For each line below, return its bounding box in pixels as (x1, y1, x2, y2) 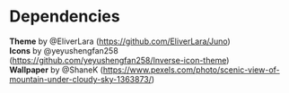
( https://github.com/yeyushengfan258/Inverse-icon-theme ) (9, 55, 230, 65)
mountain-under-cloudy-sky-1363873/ (9, 73, 153, 84)
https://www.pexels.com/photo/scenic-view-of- (102, 64, 280, 75)
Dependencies (9, 6, 120, 27)
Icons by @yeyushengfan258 (9, 45, 118, 55)
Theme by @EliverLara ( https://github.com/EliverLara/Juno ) (9, 36, 231, 46)
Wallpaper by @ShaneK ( (9, 64, 103, 75)
